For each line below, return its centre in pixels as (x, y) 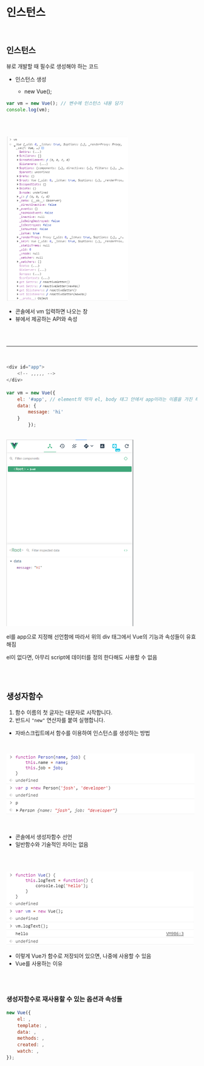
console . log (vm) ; (28, 110)
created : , (31, 1045)
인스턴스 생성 (31, 79)
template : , (32, 1026)
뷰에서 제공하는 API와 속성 (46, 319)
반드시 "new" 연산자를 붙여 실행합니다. (60, 720)
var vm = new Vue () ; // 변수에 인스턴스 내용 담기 (65, 103)
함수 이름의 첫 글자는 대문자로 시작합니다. (64, 712)
